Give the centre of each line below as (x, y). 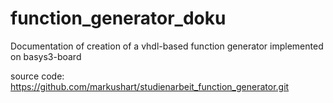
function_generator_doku (118, 18)
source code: (37, 76)
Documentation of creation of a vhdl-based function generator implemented (167, 46)
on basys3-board (46, 56)
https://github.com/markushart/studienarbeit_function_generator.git (150, 86)
